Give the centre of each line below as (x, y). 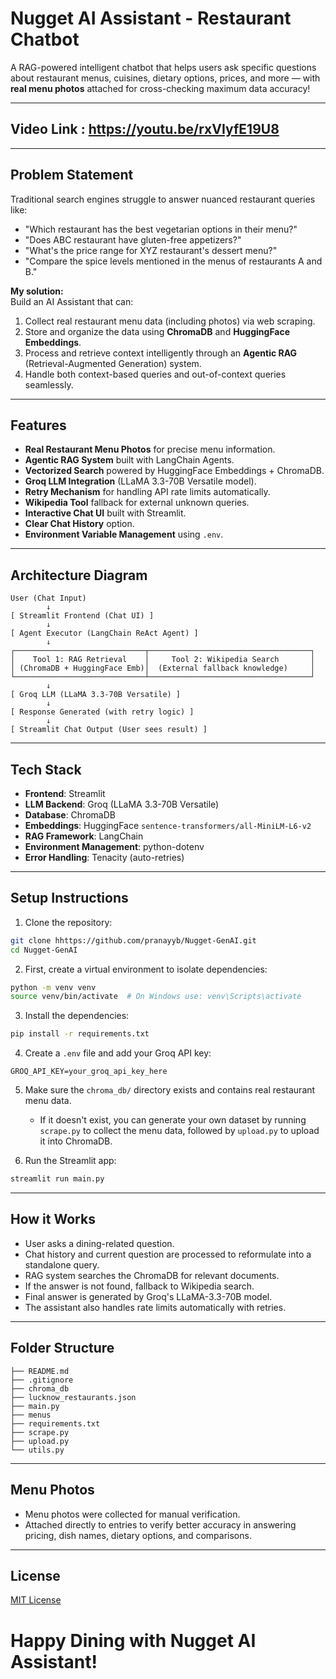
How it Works (53, 1219)
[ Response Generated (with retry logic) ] (102, 712)
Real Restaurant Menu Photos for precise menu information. (150, 449)
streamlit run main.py (57, 1179)
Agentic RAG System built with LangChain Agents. (129, 460)
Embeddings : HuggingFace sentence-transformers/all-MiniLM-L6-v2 (168, 825)
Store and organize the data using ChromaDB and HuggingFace (157, 331)
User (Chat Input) (48, 598)
